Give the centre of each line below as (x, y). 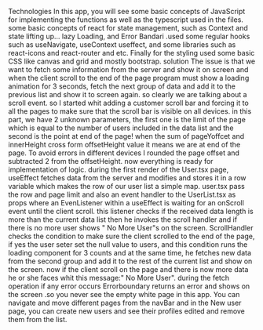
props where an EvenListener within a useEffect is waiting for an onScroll (126, 203)
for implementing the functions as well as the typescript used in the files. (126, 20)
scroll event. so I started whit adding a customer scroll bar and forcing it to (128, 103)
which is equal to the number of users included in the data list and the (121, 128)
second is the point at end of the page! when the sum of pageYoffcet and (126, 136)
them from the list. (38, 319)
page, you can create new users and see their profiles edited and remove (127, 311)
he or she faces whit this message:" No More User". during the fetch (119, 278)
